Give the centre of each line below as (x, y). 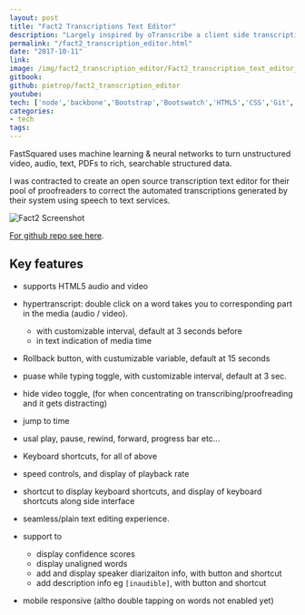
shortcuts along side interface (79, 500)
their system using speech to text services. (90, 200)
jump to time (46, 420)
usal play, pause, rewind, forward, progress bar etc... (121, 439)
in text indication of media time (94, 340)
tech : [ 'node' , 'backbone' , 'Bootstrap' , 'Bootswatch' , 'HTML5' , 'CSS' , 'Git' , (152, 102)
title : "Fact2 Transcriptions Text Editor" (93, 26)
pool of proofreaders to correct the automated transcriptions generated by (149, 191)
